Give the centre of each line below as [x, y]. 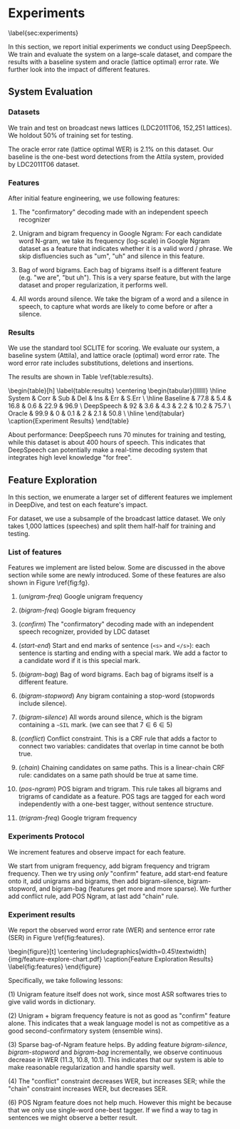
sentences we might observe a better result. [73, 1118]
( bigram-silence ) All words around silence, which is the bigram [110, 717]
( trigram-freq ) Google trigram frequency [78, 818]
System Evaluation [51, 92]
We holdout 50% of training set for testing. [71, 135]
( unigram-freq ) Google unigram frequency [80, 597]
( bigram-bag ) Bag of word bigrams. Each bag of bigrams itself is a [116, 674]
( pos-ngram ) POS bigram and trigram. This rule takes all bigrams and [120, 789]
